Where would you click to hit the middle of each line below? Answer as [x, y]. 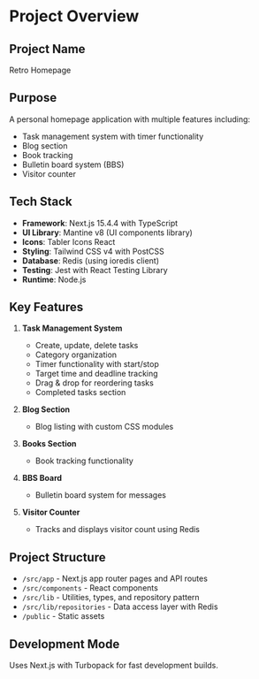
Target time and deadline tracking [96, 374]
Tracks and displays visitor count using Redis [118, 530]
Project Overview [74, 16]
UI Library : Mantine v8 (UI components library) [107, 233]
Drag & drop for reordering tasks [95, 383]
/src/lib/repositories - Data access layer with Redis [120, 607]
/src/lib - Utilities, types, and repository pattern [111, 598]
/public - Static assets [63, 616]
